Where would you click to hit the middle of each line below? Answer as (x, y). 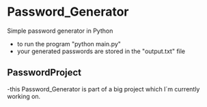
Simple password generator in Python (60, 31)
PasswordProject (44, 73)
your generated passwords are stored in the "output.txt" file (101, 51)
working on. (24, 96)
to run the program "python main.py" (69, 44)
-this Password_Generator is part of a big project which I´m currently (104, 89)
